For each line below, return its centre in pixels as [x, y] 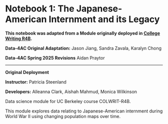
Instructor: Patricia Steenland [36, 82]
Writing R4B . [19, 38]
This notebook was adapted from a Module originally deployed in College [83, 33]
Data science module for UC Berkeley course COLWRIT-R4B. [68, 101]
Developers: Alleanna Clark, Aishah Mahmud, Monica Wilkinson [71, 91]
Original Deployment [27, 72]
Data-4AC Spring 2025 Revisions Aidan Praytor [55, 57]
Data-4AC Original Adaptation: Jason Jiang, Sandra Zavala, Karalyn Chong [83, 48]
